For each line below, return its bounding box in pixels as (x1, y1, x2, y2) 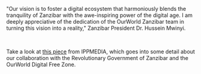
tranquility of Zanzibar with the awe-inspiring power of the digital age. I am (6, 12, 193, 19)
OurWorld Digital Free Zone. (6, 61, 76, 68)
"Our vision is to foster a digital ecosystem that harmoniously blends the (6, 5, 186, 12)
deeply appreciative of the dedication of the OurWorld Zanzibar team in (6, 18, 185, 25)
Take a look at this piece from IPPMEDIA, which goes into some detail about (6, 48, 196, 55)
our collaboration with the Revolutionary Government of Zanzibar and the (6, 55, 189, 61)
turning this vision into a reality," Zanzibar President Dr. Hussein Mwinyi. (6, 24, 186, 32)
